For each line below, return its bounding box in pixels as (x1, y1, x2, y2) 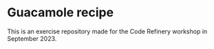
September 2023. (7, 34, 57, 42)
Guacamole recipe (7, 5, 114, 20)
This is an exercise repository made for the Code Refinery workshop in (7, 27, 208, 35)
